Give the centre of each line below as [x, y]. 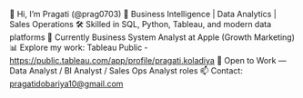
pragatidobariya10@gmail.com [66, 83]
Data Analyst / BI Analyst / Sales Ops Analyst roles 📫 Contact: [126, 71]
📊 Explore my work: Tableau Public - [79, 47]
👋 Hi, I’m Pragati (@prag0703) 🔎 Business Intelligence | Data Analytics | [143, 14]
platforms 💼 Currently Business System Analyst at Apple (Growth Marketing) [152, 37]
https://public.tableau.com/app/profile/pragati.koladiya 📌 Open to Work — [148, 60]
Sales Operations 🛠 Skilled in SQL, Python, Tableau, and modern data [141, 24]
